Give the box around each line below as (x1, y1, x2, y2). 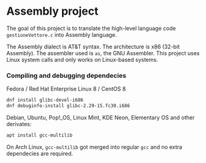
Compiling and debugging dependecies (6, 71, 127, 80)
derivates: (6, 120, 32, 127)
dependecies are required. (6, 150, 74, 157)
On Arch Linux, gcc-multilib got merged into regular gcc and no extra (6, 143, 183, 151)
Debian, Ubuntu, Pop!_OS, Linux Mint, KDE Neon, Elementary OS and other (6, 113, 195, 121)
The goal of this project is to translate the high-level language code (6, 25, 176, 32)
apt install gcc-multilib (6, 132, 72, 138)
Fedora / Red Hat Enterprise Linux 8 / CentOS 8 (6, 85, 126, 93)
